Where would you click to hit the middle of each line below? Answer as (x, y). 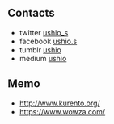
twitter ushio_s (44, 32)
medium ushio (43, 58)
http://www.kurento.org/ (59, 103)
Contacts (32, 13)
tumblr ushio (40, 50)
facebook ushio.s (48, 41)
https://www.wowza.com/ (62, 111)
